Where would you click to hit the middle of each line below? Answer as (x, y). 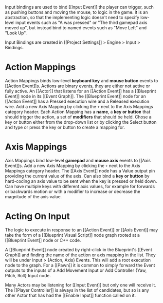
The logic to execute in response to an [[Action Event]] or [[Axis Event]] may (81, 230)
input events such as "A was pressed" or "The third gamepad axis (81, 22)
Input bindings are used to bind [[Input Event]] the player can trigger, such (80, 7)
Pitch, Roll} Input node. (28, 275)
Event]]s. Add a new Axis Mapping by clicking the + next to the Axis (72, 166)
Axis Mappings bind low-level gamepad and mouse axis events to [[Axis (78, 160)
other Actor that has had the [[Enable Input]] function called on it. (71, 295)
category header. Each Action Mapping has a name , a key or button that (78, 112)
